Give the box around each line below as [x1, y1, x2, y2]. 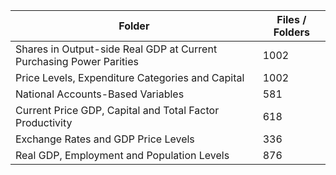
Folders [273, 25, 310, 39]
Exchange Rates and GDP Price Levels [15, 132, 195, 146]
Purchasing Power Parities [15, 55, 139, 68]
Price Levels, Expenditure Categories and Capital [15, 71, 245, 84]
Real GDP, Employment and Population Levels [15, 149, 230, 162]
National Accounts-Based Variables [15, 87, 185, 101]
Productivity [15, 116, 73, 129]
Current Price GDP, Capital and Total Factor [15, 104, 220, 117]
